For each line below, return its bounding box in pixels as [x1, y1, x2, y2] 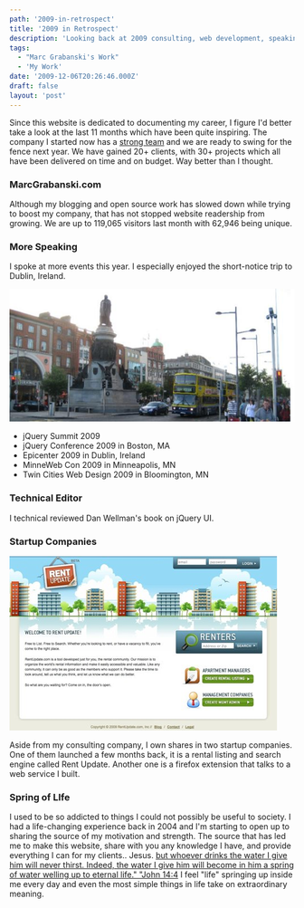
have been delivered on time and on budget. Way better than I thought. [9, 155, 273, 167]
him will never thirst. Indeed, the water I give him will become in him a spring [9, 860, 294, 871]
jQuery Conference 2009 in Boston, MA [22, 440, 170, 452]
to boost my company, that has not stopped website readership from [9, 208, 265, 219]
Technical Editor [9, 492, 83, 504]
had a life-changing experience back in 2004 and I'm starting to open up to [9, 821, 290, 832]
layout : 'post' [9, 91, 67, 100]
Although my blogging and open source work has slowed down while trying [9, 198, 291, 209]
